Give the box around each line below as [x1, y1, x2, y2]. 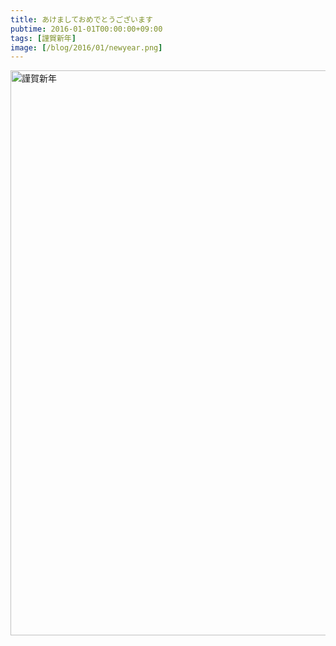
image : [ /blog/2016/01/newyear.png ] [10, 42, 163, 53]
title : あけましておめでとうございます [10, 14, 153, 25]
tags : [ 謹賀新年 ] [10, 33, 77, 43]
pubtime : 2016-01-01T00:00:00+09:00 [10, 24, 163, 34]
